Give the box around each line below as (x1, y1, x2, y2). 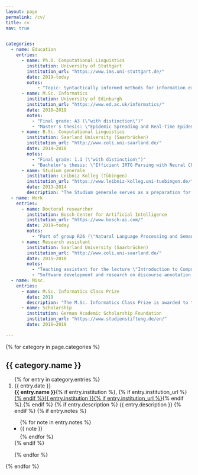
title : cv (5, 20, 30, 25)
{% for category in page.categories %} (5, 343, 100, 350)
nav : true (5, 25, 30, 31)
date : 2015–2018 (27, 256, 67, 261)
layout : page (5, 8, 38, 15)
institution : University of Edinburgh (27, 96, 122, 102)
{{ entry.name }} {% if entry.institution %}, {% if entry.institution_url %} (14, 389, 187, 396)
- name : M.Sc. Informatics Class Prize (21, 288, 119, 295)
